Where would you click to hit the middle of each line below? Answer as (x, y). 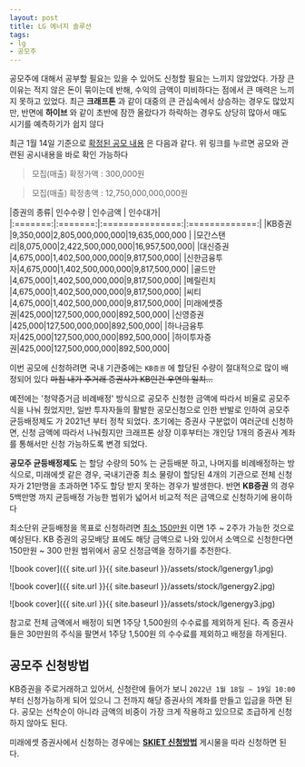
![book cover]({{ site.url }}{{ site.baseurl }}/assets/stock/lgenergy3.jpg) (143, 604)
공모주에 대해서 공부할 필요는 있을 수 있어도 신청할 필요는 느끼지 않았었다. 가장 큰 (152, 79)
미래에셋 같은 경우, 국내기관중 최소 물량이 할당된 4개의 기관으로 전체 (156, 475)
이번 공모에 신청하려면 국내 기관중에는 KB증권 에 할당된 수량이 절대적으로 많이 (144, 368)
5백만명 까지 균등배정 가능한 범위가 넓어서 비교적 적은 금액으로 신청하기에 (139, 497)
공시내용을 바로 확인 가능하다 (77, 154)
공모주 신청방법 (49, 665)
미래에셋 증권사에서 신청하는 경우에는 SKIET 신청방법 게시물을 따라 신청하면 (143, 742)
